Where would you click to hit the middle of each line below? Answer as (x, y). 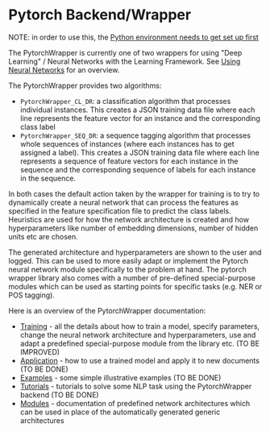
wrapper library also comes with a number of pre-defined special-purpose (132, 278)
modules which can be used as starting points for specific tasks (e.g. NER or (135, 286)
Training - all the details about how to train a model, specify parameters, (140, 326)
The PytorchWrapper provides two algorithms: (85, 85)
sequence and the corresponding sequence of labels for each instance (138, 169)
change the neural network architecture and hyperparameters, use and (138, 334)
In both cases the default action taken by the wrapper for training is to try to (134, 193)
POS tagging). (31, 295)
